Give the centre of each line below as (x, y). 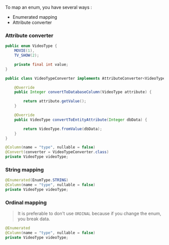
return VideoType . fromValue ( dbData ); (63, 129)
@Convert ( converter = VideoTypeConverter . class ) (57, 152)
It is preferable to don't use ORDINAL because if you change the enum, (89, 214)
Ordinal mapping (26, 203)
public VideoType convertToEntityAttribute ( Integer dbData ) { (81, 120)
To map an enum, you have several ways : (49, 7)
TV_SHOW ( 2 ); (27, 56)
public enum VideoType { (31, 46)
